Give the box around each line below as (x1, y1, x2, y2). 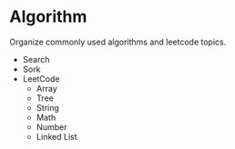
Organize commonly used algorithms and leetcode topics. (9, 36, 227, 47)
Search (22, 54, 50, 65)
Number (36, 121, 67, 133)
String (36, 102, 59, 113)
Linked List (36, 131, 77, 142)
